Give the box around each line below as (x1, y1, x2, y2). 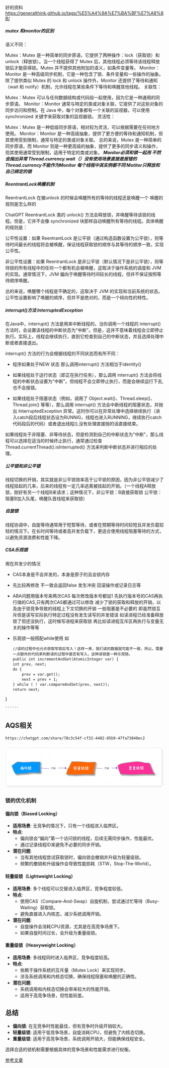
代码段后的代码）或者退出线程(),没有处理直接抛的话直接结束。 (12, 420, 141, 426)
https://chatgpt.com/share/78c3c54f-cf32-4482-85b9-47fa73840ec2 (5, 735, 145, 741)
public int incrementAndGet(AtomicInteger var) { (12, 656, 119, 661)
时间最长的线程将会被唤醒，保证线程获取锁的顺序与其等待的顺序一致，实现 (9, 241, 164, 247)
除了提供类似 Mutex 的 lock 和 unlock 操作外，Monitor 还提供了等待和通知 (5, 77, 158, 83)
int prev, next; (12, 661, 47, 666)
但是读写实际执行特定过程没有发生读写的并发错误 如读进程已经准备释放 (17, 611, 164, 618)
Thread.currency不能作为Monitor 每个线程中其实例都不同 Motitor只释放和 (5, 162, 160, 168)
